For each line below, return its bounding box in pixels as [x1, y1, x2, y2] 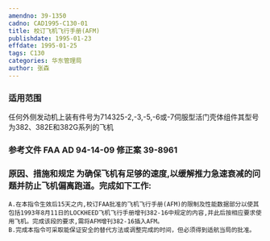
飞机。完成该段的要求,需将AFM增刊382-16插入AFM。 [14, 218, 164, 226]
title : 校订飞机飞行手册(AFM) [8, 27, 101, 35]
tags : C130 [8, 49, 45, 57]
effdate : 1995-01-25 [8, 42, 78, 50]
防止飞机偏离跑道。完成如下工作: [24, 180, 152, 191]
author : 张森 [8, 64, 50, 73]
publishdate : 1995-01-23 [8, 34, 92, 43]
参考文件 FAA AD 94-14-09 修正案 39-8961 [8, 144, 178, 156]
